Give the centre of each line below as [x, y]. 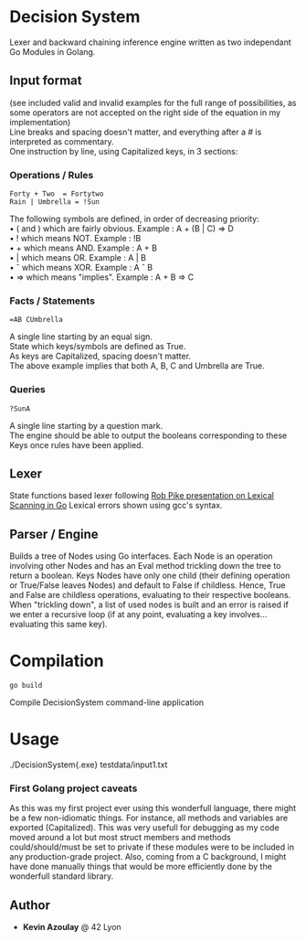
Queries [27, 390]
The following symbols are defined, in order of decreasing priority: [134, 219]
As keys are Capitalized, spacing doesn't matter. [100, 356]
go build [26, 686]
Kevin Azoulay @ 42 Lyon [72, 927]
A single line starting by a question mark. [86, 425]
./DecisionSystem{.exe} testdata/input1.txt [89, 765]
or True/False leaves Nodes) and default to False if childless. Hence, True [148, 585]
